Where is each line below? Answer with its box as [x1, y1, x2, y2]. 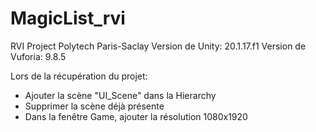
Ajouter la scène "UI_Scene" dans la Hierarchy [24, 89, 217, 101]
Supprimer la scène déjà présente [24, 100, 165, 112]
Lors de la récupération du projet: [10, 70, 148, 82]
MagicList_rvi [10, 7, 126, 30]
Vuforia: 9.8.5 [10, 50, 67, 62]
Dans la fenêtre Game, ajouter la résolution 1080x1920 [24, 110, 248, 122]
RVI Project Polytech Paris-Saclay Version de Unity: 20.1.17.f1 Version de [10, 40, 307, 52]
